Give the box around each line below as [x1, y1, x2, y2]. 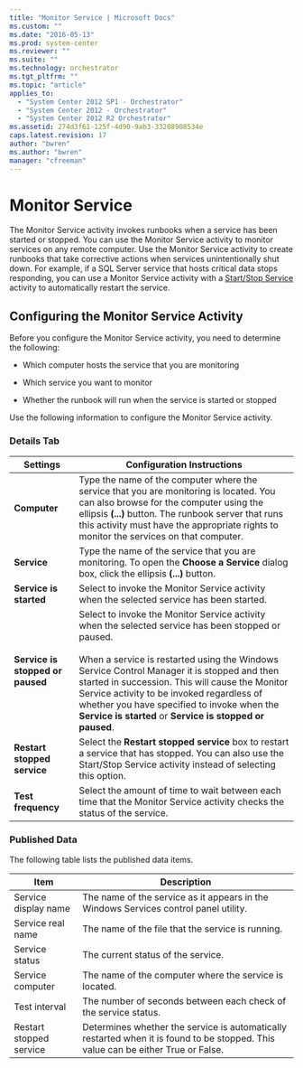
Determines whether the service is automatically [82, 1020, 287, 1033]
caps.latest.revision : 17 [9, 131, 106, 140]
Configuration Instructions [125, 458, 243, 471]
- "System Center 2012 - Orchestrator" [17, 106, 168, 115]
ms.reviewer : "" [9, 47, 70, 56]
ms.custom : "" [9, 22, 63, 31]
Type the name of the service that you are [78, 544, 256, 557]
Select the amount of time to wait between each [78, 783, 282, 796]
